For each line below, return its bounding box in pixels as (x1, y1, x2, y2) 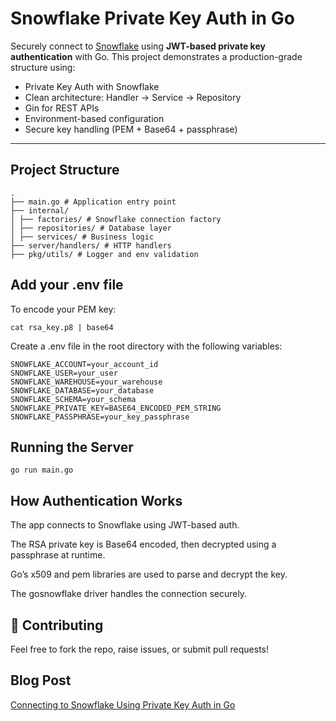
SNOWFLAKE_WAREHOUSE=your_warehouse (10, 377, 163, 387)
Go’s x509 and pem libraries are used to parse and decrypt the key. (10, 568, 288, 581)
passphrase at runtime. (10, 549, 106, 561)
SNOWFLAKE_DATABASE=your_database (10, 385, 155, 396)
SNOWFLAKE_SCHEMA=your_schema (10, 394, 137, 404)
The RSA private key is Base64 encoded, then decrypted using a (10, 538, 277, 551)
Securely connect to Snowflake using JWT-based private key (10, 40, 266, 52)
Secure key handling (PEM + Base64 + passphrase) (24, 123, 238, 135)
